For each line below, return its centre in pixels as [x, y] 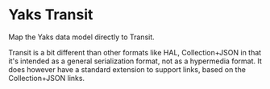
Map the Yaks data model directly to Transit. [81, 37]
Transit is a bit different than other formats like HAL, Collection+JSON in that [135, 52]
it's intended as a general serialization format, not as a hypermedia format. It [135, 61]
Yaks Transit [51, 15]
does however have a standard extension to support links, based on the [127, 69]
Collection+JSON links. [47, 78]
